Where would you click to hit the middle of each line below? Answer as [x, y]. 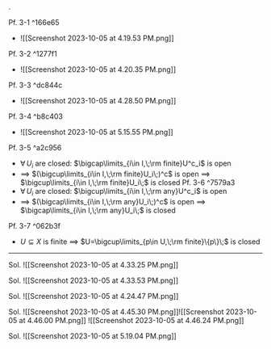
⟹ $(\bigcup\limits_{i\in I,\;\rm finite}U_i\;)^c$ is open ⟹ [115, 174]
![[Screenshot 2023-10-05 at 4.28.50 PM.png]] [98, 101]
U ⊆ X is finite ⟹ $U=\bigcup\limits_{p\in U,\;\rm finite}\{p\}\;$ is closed [140, 242]
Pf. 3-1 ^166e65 [34, 22]
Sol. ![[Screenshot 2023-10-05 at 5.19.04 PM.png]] [93, 336]
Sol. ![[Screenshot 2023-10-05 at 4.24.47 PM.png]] [94, 296]
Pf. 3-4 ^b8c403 [35, 116]
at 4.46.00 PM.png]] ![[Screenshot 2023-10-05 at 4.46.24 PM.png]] [131, 320]
